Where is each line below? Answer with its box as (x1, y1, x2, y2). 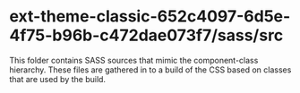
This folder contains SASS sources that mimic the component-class (9, 55, 259, 65)
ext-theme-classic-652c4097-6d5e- (9, 6, 291, 27)
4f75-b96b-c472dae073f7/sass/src (9, 25, 284, 46)
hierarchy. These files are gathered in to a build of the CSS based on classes (9, 64, 292, 75)
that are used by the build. (9, 73, 106, 84)
